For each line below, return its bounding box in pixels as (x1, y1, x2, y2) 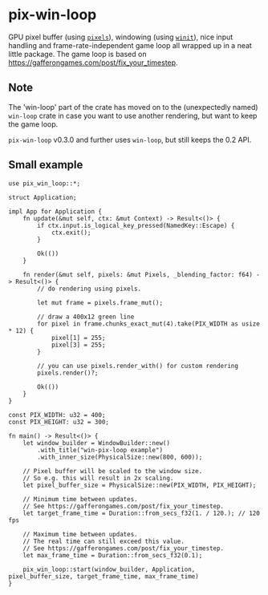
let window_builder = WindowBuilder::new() (22, 439, 171, 447)
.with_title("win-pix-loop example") (37, 446, 163, 454)
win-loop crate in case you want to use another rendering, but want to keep (8, 111, 258, 120)
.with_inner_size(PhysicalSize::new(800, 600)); (37, 453, 203, 461)
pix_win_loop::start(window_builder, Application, (22, 565, 196, 573)
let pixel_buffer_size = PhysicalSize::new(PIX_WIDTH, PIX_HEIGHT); (22, 481, 257, 489)
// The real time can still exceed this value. (22, 537, 185, 545)
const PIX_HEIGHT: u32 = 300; (8, 418, 110, 426)
